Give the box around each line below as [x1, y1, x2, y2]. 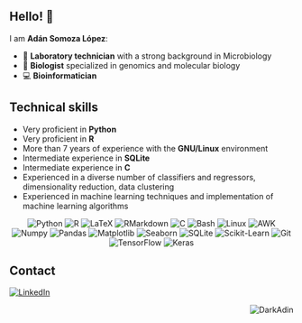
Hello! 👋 [9, 9, 54, 24]
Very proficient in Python [22, 124, 117, 134]
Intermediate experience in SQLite [22, 152, 151, 163]
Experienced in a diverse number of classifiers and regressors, [22, 171, 256, 182]
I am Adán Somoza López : [9, 32, 108, 43]
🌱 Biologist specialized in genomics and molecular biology [22, 60, 241, 70]
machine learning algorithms [22, 200, 129, 211]
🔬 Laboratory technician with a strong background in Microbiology [22, 51, 272, 61]
